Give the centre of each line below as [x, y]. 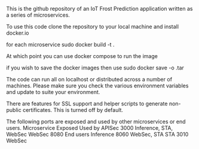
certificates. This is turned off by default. [73, 110]
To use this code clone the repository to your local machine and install [93, 27]
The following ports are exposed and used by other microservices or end [96, 121]
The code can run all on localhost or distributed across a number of [89, 79]
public [14, 110]
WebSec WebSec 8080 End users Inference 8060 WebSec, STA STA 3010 [97, 134]
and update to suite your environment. [53, 92]
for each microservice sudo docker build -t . [60, 45]
